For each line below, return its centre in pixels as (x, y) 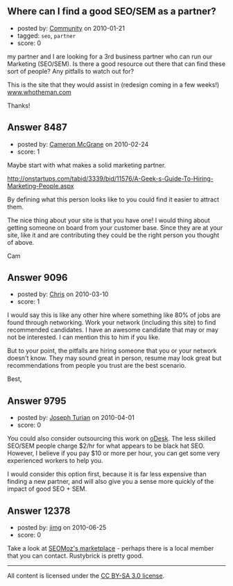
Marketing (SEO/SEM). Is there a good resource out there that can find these (116, 64)
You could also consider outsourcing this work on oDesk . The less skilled (112, 439)
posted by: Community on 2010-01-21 (71, 28)
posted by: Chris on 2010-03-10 (63, 294)
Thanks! (19, 105)
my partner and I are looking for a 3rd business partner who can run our (110, 56)
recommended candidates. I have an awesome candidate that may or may (113, 330)
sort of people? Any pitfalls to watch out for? (70, 71)
